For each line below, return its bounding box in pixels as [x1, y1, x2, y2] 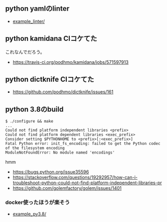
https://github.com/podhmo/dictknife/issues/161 [12, 89, 114, 95]
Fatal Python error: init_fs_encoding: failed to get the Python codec [5, 141, 160, 146]
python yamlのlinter [5, 4, 70, 13]
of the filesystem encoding [5, 145, 65, 151]
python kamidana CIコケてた [5, 34, 97, 43]
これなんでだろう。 [5, 48, 45, 55]
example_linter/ [12, 18, 45, 24]
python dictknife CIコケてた [5, 75, 94, 84]
